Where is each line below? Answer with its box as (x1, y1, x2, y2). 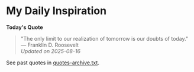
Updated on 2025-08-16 (20, 47, 81, 54)
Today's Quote (6, 24, 43, 31)
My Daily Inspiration (6, 4, 107, 18)
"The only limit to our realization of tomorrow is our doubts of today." (20, 35, 188, 42)
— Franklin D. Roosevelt (20, 41, 79, 48)
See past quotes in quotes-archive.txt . (6, 59, 99, 66)
